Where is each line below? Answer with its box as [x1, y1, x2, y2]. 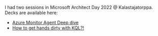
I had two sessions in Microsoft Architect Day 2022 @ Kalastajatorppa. [5, 5, 153, 10]
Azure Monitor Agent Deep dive [12, 20, 79, 25]
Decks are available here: [5, 10, 58, 16]
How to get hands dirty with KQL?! [12, 25, 85, 31]
